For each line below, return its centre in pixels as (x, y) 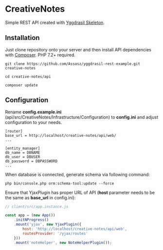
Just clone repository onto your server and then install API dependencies (78, 49)
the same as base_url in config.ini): (40, 198)
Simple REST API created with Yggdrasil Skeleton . (55, 22)
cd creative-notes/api (28, 77)
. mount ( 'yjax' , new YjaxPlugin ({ (48, 225)
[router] (14, 131)
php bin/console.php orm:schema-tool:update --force (60, 183)
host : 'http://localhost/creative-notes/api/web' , (75, 229)
